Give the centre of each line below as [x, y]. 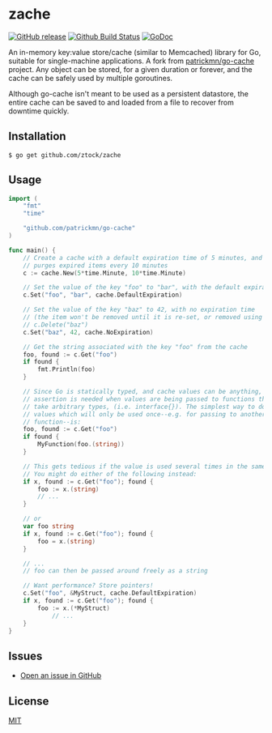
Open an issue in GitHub [61, 675]
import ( [23, 198]
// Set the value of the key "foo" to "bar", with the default [132, 288]
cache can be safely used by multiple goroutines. [90, 78]
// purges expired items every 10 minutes [96, 265]
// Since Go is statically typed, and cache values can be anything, [143, 392]
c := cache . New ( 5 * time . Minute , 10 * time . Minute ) [104, 273]
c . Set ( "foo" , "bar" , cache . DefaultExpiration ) [103, 295]
